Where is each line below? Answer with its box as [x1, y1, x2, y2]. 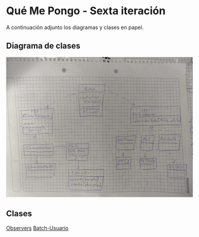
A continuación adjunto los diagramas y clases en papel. [6, 24, 144, 31]
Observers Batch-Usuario [6, 224, 69, 232]
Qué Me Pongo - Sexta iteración [6, 4, 166, 18]
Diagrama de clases [6, 41, 81, 51]
